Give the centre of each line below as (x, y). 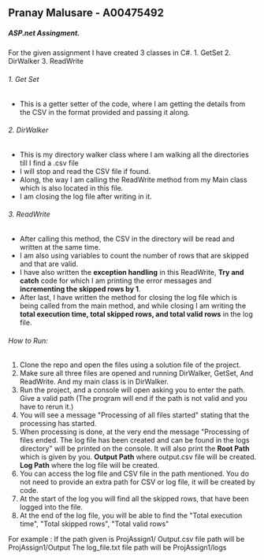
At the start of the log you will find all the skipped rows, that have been (134, 499)
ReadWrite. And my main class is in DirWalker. (94, 382)
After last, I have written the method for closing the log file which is (128, 297)
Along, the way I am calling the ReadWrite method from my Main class (133, 180)
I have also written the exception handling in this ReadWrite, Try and (132, 272)
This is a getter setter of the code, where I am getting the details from (132, 104)
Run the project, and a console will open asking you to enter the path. (132, 390)
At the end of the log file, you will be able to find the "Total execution (131, 516)
